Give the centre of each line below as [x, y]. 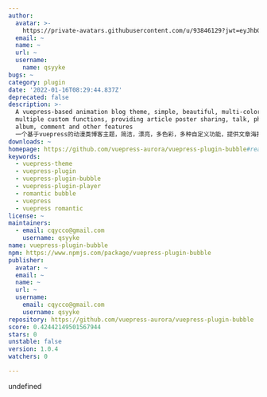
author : [21, 16]
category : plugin [37, 82]
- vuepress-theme [44, 164]
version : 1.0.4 [33, 349]
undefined [25, 386]
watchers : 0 [28, 357]
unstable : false [35, 342]
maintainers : [30, 223]
